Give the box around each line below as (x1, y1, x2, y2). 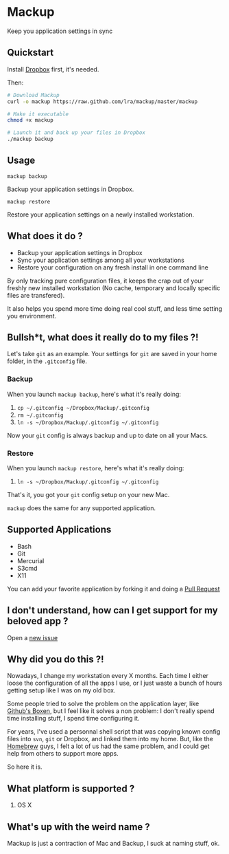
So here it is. (7, 763, 43, 771)
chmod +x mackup (7, 117, 53, 124)
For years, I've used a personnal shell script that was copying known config (7, 727, 221, 736)
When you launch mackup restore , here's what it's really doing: (7, 464, 184, 472)
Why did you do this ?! (7, 654, 104, 666)
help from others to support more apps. (7, 749, 119, 758)
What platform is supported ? (7, 782, 135, 794)
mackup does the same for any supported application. (7, 504, 156, 512)
